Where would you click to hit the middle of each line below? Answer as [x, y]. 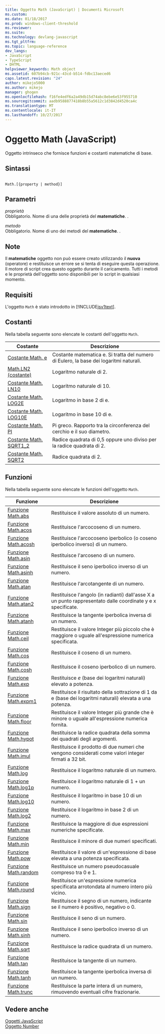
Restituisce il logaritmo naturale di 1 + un [98, 781]
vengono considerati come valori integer [98, 753]
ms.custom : [16, 14]
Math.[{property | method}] [34, 184]
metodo [13, 226]
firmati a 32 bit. [69, 759]
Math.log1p [21, 787]
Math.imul [19, 756]
